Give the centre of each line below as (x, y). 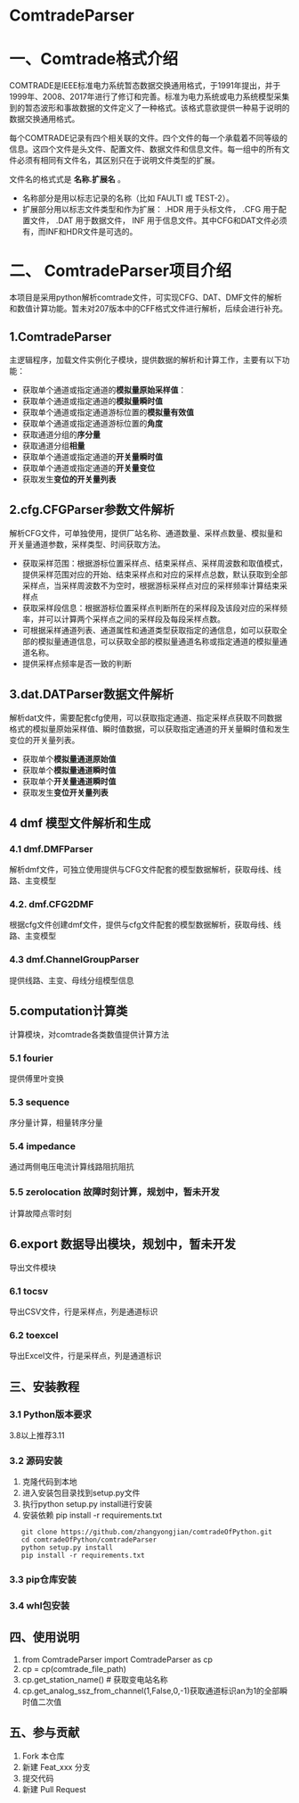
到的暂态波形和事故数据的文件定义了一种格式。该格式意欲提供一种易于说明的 (149, 108)
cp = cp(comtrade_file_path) (74, 1668)
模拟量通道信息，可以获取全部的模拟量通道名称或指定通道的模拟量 (159, 641)
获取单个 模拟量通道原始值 (69, 758)
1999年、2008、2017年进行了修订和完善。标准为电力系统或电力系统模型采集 (149, 97)
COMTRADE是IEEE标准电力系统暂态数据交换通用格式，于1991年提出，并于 (145, 86)
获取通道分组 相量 (53, 445)
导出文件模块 (32, 1267)
